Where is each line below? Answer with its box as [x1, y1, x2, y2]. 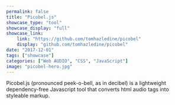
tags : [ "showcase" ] [6, 52, 54, 58]
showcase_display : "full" [6, 25, 70, 31]
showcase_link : [6, 31, 44, 37]
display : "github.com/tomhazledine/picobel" [17, 42, 128, 48]
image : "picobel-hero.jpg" [6, 63, 73, 70]
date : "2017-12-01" [6, 47, 54, 53]
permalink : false [6, 8, 49, 15]
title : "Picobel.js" [6, 14, 57, 20]
